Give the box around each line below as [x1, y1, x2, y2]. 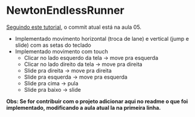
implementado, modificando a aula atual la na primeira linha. [6, 104, 161, 111]
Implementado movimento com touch [14, 47, 109, 55]
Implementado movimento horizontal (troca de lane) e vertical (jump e [14, 35, 189, 42]
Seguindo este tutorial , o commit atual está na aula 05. [6, 23, 142, 31]
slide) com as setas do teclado [14, 41, 92, 49]
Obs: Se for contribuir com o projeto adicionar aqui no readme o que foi [6, 97, 188, 105]
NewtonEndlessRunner [6, 4, 125, 17]
